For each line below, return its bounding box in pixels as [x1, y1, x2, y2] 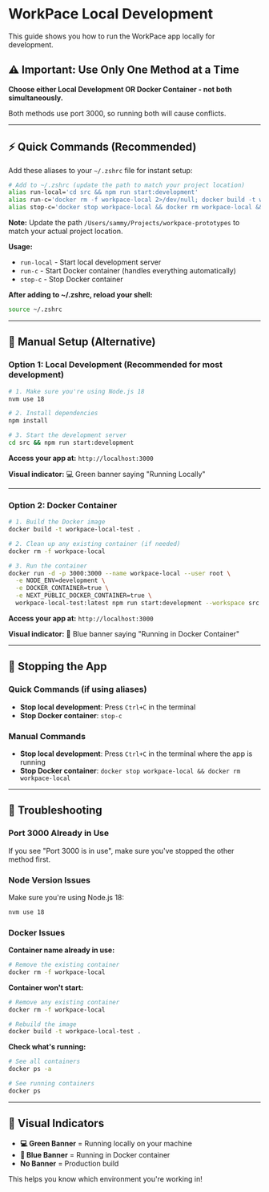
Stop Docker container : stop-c [19, 710, 122, 720]
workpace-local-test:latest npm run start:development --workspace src [15, 599, 260, 608]
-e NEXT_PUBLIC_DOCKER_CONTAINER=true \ [15, 592, 152, 600]
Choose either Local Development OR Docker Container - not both [8, 84, 232, 94]
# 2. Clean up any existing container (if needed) [8, 539, 181, 548]
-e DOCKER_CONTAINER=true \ [15, 584, 110, 592]
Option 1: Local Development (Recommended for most [8, 359, 223, 370]
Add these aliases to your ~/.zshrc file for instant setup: [8, 165, 193, 175]
